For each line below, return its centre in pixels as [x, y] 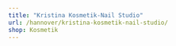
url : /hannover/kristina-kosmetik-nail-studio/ [88, 23]
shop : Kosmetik [33, 30]
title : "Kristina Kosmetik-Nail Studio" [76, 15]
